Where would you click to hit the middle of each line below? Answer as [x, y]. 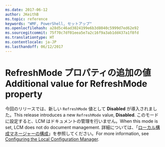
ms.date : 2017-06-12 [27, 10]
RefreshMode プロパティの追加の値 [78, 73]
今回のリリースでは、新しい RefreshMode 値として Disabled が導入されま [79, 109]
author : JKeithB [22, 14]
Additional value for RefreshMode [76, 84]
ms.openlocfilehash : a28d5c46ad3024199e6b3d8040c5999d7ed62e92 [72, 28]
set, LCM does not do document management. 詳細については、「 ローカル [81, 127]
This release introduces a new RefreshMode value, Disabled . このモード [86, 115]
